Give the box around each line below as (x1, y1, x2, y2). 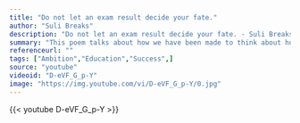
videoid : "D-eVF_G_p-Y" (9, 71, 98, 80)
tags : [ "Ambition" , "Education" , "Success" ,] (9, 54, 174, 63)
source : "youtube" (9, 63, 78, 72)
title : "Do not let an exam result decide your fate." (9, 12, 218, 22)
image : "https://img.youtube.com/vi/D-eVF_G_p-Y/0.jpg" (9, 79, 221, 88)
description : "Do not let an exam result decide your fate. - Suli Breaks (9, 29, 294, 38)
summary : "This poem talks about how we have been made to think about (9, 37, 281, 47)
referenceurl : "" (9, 46, 74, 55)
